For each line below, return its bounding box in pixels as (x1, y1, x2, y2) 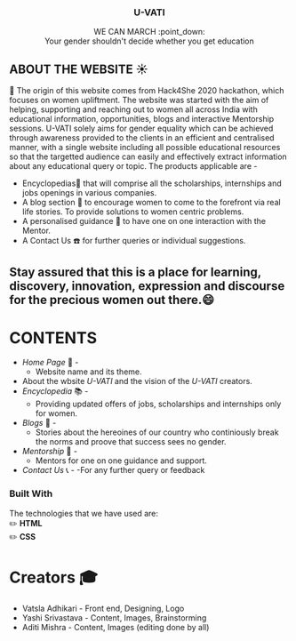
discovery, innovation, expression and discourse (9, 278, 285, 293)
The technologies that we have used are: (9, 508, 158, 518)
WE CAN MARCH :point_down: (92, 27, 206, 37)
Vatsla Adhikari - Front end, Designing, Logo (21, 603, 185, 613)
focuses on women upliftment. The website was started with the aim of (9, 95, 269, 106)
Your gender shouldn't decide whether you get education (44, 36, 255, 46)
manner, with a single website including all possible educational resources (9, 142, 281, 153)
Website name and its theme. (35, 366, 142, 377)
